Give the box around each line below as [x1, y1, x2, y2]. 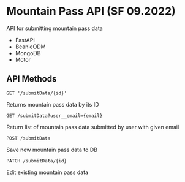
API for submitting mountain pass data [6, 25, 103, 32]
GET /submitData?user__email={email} [6, 112, 103, 119]
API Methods [6, 74, 57, 84]
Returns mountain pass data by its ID [6, 100, 99, 108]
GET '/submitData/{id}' [6, 90, 67, 96]
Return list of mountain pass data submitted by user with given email [6, 123, 179, 131]
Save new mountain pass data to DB [6, 146, 98, 153]
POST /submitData [6, 135, 51, 142]
